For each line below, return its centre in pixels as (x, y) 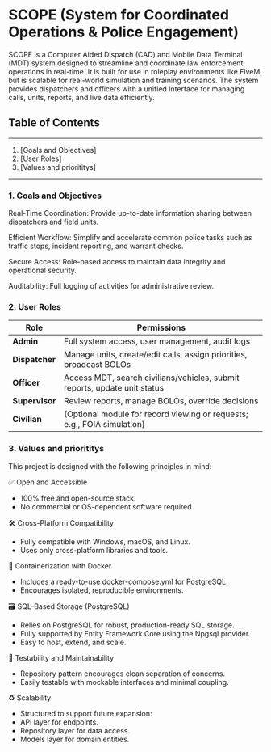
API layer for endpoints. (59, 722)
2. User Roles (35, 306)
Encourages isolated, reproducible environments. (102, 590)
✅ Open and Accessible (48, 482)
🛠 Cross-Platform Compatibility (61, 522)
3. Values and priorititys (56, 449)
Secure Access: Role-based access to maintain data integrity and (117, 262)
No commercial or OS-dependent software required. (107, 506)
